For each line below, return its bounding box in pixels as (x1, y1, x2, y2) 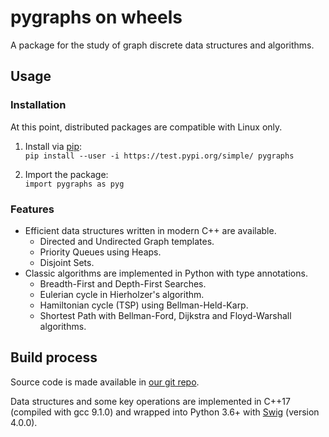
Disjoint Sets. (39, 256, 95, 268)
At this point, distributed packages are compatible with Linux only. (10, 121, 283, 133)
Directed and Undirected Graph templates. (39, 235, 215, 247)
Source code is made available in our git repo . (10, 376, 200, 388)
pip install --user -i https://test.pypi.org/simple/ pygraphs (24, 151, 295, 161)
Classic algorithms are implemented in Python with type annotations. (24, 267, 308, 279)
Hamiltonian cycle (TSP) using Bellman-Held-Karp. (39, 299, 249, 311)
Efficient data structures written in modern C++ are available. (24, 224, 277, 236)
